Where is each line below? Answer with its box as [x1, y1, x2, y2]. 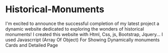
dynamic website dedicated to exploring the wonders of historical [5, 25, 144, 32]
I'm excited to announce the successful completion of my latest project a [5, 20, 159, 26]
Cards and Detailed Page [5, 42, 58, 48]
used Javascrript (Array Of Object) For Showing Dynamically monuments [5, 37, 160, 43]
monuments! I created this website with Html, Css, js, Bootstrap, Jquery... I [5, 31, 163, 37]
